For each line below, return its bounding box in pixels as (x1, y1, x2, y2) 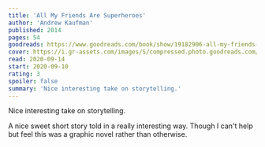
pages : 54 (8, 33, 41, 42)
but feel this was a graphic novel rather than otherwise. (8, 130, 188, 139)
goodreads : (8, 41, 44, 49)
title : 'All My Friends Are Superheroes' (8, 11, 147, 20)
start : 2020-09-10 (8, 63, 69, 71)
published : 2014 (8, 26, 62, 34)
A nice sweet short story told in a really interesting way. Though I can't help (8, 121, 254, 130)
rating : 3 (8, 70, 41, 78)
